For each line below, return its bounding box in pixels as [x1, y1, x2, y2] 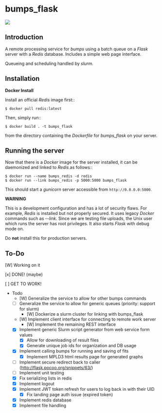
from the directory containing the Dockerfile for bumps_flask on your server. [5, 132, 158, 138]
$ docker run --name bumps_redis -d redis [5, 174, 92, 179]
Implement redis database [19, 397, 72, 403]
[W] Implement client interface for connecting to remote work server [19, 316, 156, 322]
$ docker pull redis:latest [5, 106, 62, 111]
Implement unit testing [19, 369, 65, 376]
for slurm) [19, 306, 39, 312]
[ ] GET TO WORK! [5, 281, 42, 287]
